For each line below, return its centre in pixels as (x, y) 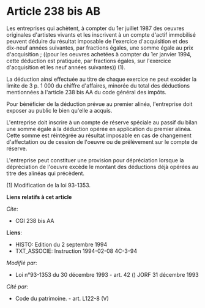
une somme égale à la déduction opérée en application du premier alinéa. (99, 129)
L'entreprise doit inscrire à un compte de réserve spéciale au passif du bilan (102, 122)
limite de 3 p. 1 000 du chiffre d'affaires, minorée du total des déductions (98, 85)
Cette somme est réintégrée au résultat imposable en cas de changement (99, 135)
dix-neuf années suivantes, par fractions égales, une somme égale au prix (100, 48)
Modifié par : (22, 263)
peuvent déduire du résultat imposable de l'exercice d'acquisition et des (97, 41)
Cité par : (17, 287)
